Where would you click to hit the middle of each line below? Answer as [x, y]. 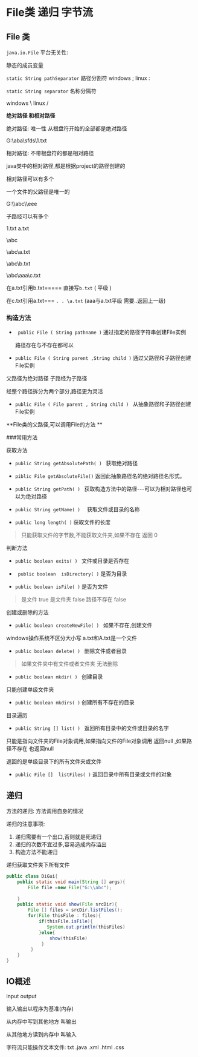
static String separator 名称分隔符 [51, 91]
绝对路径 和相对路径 [31, 115]
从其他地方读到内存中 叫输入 [41, 1034]
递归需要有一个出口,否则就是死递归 [58, 837]
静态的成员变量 [25, 65]
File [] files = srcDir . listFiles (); [75, 910]
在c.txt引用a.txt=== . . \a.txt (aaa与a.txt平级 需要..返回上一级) [86, 301]
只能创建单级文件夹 [30, 690]
